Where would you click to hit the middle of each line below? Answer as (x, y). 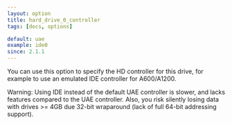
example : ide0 (28, 46)
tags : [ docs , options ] (40, 26)
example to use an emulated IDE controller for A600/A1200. (92, 79)
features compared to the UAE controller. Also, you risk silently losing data (113, 99)
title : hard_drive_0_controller (54, 20)
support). (20, 114)
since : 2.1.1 (26, 52)
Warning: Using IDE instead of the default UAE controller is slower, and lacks (116, 92)
